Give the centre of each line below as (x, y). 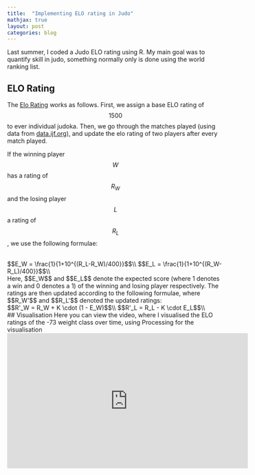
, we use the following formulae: (53, 243)
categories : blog (32, 33)
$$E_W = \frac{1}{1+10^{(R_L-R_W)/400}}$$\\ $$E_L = (84, 264)
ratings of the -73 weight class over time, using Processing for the (101, 322)
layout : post (26, 26)
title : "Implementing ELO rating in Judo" (70, 13)
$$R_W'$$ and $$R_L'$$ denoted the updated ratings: (85, 300)
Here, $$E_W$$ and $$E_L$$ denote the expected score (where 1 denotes (113, 278)
